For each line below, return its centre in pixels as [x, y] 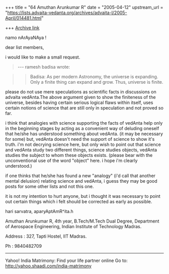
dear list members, [25, 47]
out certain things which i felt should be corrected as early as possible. [79, 202]
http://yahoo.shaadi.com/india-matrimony [49, 266]
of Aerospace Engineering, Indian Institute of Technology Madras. [73, 226]
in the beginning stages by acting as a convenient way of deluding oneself [82, 128]
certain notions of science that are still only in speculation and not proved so [84, 108]
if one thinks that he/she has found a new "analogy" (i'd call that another [80, 176]
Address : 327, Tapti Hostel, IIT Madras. [46, 236]
